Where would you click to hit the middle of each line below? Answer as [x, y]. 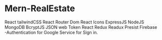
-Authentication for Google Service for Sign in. [51, 32]
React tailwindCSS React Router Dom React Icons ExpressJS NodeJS [74, 22]
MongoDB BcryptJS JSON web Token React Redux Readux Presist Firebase [81, 27]
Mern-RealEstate [40, 9]
